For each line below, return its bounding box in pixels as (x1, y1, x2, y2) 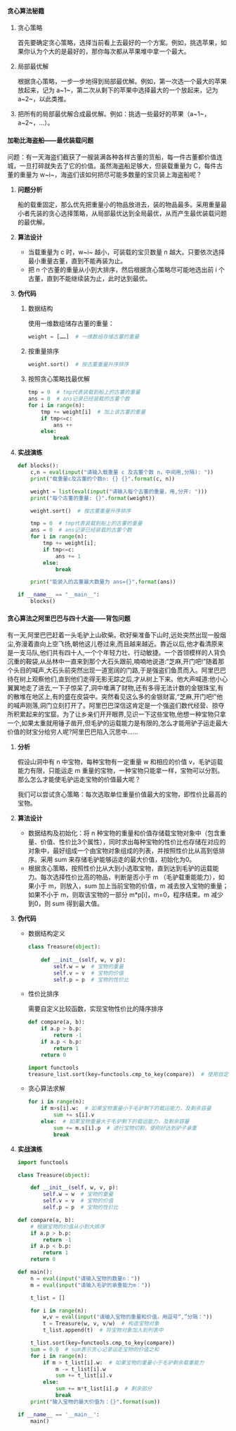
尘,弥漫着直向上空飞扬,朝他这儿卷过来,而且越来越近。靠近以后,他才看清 (7, 639, 212, 648)
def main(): (17, 1268, 53, 1276)
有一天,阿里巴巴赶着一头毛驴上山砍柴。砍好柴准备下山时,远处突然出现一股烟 (7, 631, 227, 639)
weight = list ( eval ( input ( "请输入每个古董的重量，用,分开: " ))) (30, 488, 208, 495)
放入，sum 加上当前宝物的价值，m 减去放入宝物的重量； (65, 882, 229, 890)
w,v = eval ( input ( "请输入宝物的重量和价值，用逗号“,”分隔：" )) (43, 1313, 213, 1320)
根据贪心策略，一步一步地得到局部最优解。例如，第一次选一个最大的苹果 (17, 77, 227, 86)
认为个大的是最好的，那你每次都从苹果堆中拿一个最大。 (29, 47, 190, 56)
